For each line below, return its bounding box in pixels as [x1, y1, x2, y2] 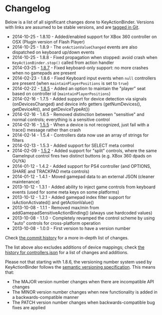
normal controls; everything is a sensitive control [12, 117, 110, 122]
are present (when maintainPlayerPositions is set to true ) [12, 80, 129, 86]
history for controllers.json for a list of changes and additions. [5, 249, 129, 255]
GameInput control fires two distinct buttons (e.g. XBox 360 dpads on [12, 153, 152, 158]
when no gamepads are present [12, 70, 76, 76]
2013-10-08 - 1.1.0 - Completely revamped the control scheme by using [12, 215, 155, 221]
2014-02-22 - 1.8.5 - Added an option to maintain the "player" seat [12, 85, 146, 91]
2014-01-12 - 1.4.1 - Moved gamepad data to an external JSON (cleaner [12, 174, 155, 179]
